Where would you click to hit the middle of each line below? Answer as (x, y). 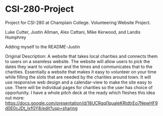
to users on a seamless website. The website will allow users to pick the (78, 61)
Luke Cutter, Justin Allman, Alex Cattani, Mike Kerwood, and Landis (73, 32)
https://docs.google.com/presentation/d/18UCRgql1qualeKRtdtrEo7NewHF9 (81, 103)
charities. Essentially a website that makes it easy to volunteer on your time (81, 71)
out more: (15, 98)
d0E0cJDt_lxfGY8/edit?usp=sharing (41, 108)
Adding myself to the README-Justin (43, 46)
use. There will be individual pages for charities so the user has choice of (79, 87)
